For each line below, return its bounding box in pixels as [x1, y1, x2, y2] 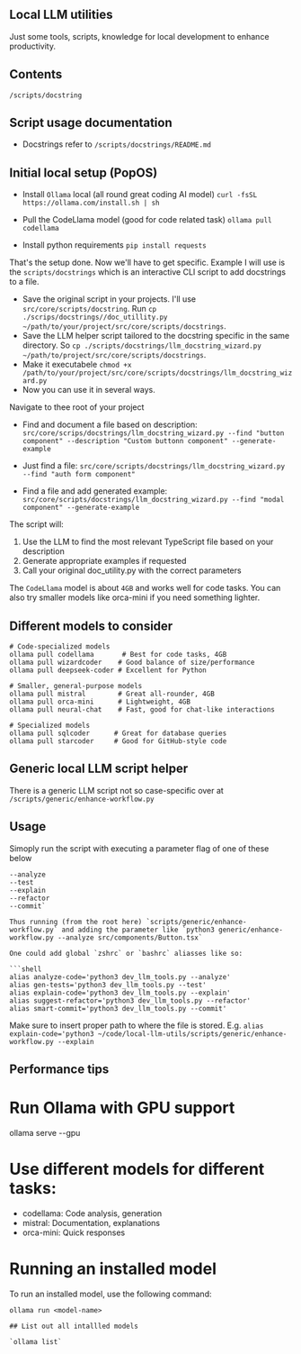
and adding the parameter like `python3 [61, 925, 216, 934]
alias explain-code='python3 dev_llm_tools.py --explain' [9, 988, 231, 997]
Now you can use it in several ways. [22, 385, 155, 395]
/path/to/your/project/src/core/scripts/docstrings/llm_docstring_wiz [22, 368, 293, 377]
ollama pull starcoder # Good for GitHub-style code [9, 737, 227, 746]
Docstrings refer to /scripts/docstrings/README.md [22, 139, 211, 150]
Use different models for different [9, 1159, 265, 1179]
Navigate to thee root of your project [9, 402, 145, 413]
